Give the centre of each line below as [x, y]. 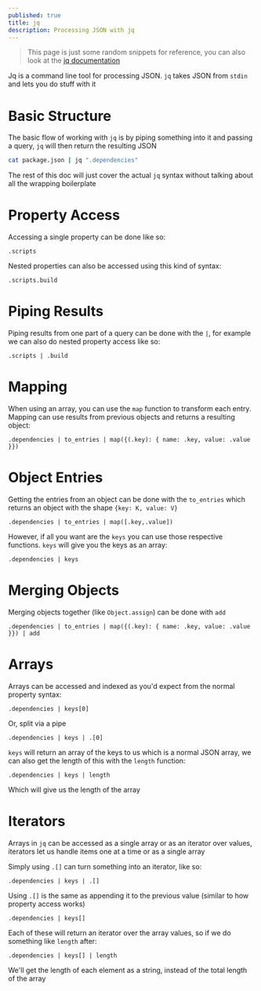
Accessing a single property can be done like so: [87, 237]
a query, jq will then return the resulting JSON [82, 146]
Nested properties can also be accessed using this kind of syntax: [115, 266]
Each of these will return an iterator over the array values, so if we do [120, 933]
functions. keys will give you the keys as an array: [88, 545]
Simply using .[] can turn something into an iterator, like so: [105, 866]
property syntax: [35, 694]
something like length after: [53, 941]
